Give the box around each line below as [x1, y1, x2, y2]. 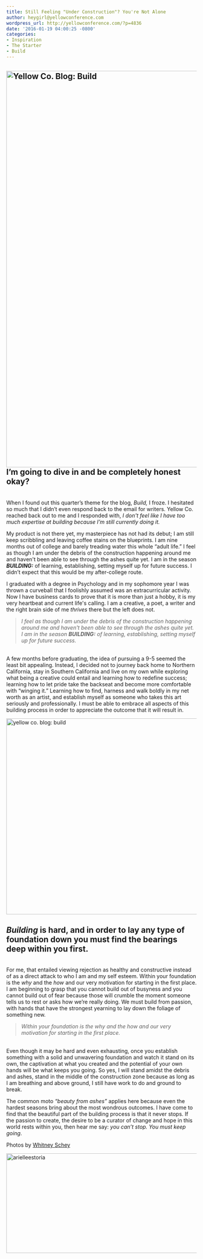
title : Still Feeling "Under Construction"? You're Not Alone [6, 8, 166, 15]
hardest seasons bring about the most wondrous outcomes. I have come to [6, 1104, 193, 1112]
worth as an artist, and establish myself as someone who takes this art [6, 693, 182, 701]
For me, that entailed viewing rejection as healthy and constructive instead [6, 966, 192, 973]
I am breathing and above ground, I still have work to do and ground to [6, 1080, 181, 1087]
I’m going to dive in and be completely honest [6, 467, 181, 477]
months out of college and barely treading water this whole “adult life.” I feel [6, 543, 196, 550]
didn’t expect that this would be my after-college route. [6, 568, 143, 576]
